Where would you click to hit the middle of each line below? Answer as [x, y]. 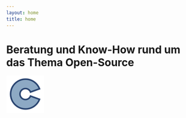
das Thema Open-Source [70, 62]
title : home [21, 19]
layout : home [22, 13]
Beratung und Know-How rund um [93, 50]
